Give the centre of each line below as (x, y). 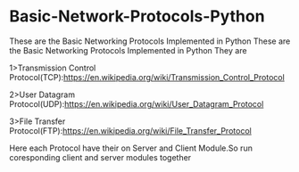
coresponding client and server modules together (100, 157)
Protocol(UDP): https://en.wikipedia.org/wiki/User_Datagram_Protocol (137, 103)
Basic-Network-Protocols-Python (137, 16)
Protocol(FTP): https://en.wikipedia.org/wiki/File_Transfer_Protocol (130, 130)
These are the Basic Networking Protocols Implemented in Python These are (150, 41)
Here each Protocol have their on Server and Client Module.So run (131, 148)
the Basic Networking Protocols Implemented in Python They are (128, 50)
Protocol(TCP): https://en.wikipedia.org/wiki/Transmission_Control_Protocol (147, 77)
